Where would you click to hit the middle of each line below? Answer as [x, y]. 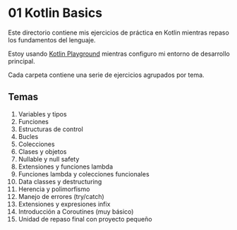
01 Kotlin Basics [55, 13]
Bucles [28, 136]
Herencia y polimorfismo [54, 189]
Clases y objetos [42, 151]
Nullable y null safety [49, 159]
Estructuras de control [50, 129]
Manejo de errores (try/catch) [61, 196]
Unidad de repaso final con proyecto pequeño [85, 219]
